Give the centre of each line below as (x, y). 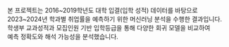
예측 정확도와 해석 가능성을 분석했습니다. (63, 36)
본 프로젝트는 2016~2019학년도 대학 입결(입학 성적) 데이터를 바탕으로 (103, 10)
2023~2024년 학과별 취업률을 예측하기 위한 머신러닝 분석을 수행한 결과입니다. (115, 19)
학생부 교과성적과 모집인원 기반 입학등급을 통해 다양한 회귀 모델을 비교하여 (109, 28)
